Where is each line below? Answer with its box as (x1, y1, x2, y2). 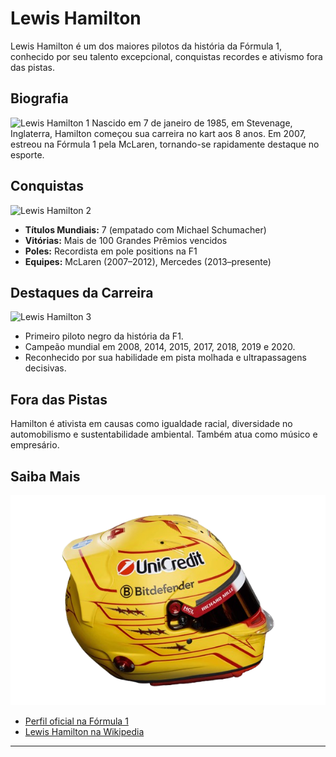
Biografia (10, 90, 69, 107)
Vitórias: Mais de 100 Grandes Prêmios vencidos (24, 234, 228, 246)
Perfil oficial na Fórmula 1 (24, 715, 129, 727)
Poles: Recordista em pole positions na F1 (24, 245, 198, 257)
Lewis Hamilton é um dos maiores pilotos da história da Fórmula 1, (10, 40, 283, 52)
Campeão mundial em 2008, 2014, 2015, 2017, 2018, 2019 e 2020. (24, 341, 296, 353)
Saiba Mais (10, 468, 81, 485)
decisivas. (24, 362, 67, 374)
